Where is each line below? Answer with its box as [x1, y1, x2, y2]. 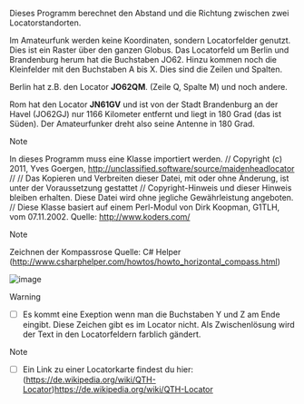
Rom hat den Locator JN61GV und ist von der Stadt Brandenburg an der [9, 99, 279, 110]
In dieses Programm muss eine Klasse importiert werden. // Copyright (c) [9, 153, 283, 164]
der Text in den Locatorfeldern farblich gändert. [22, 329, 201, 340]
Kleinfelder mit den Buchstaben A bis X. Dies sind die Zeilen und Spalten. [9, 64, 283, 74]
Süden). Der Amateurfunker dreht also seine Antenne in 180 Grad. [9, 118, 256, 129]
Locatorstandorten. [9, 17, 82, 28]
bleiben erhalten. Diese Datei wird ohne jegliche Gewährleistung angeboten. [9, 192, 294, 202]
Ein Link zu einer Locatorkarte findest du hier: [22, 364, 193, 375]
